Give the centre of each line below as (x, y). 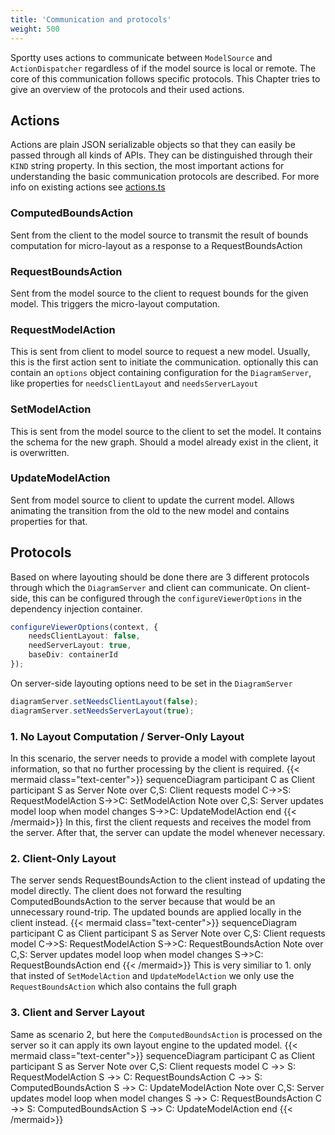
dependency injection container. (76, 608)
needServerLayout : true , (80, 646)
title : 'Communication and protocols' (91, 19)
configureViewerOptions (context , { (84, 627)
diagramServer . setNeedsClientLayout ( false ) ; (104, 701)
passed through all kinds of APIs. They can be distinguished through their (161, 155)
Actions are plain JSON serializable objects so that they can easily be (153, 145)
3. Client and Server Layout (78, 1013)
